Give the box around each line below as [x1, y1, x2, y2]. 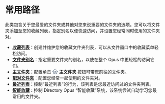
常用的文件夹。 [12, 93, 43, 99]
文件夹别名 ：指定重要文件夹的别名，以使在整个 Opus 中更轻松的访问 [12, 56, 151, 62]
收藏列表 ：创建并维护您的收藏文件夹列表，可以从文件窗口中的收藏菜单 [12, 44, 155, 50]
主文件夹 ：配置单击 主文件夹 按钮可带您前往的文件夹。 [12, 69, 129, 75]
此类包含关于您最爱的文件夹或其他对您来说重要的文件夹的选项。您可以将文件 [5, 22, 160, 27]
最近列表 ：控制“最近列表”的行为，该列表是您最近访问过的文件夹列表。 [12, 81, 154, 87]
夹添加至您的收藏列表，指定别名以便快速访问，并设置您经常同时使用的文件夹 [5, 27, 160, 33]
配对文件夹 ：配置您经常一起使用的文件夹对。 [12, 75, 103, 81]
